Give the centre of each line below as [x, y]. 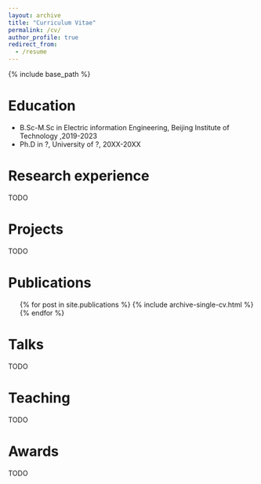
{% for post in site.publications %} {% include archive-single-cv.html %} [136, 304]
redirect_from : [33, 45]
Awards [34, 451]
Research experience [79, 176]
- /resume [31, 52]
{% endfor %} [42, 313]
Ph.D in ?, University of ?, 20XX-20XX [80, 144]
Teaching [39, 398]
